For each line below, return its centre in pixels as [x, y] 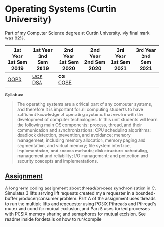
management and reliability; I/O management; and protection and [82, 156]
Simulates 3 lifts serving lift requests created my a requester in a [70, 193]
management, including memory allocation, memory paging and [81, 140]
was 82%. [15, 38]
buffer [11, 198]
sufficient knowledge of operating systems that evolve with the [80, 114]
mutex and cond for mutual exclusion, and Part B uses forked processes [78, 208]
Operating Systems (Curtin [61, 9]
